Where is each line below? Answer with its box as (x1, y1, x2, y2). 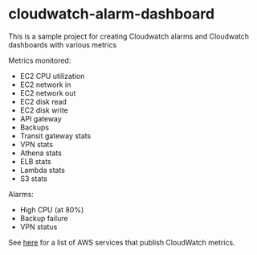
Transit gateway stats (19, 130, 92, 141)
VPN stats (19, 139, 54, 149)
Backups (19, 122, 50, 132)
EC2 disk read (19, 97, 67, 106)
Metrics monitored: (8, 56, 71, 65)
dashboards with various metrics (8, 39, 117, 49)
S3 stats (19, 174, 48, 183)
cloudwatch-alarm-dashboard (8, 5, 215, 23)
